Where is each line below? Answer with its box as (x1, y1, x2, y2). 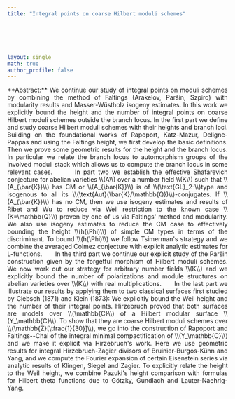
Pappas (7, 138, 29, 147)
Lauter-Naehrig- (180, 377, 228, 385)
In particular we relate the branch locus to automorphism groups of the (7, 153, 228, 161)
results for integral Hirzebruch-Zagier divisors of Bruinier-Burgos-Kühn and (7, 346, 228, 355)
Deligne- (202, 130, 228, 139)
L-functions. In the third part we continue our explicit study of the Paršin (7, 250, 228, 258)
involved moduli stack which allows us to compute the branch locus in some (7, 161, 228, 169)
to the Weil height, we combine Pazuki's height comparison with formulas (7, 369, 228, 377)
